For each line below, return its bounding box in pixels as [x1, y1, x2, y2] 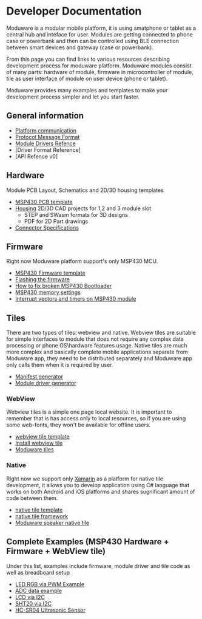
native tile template [15, 506, 63, 513]
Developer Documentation [6, 4, 142, 18]
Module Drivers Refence [15, 140, 76, 147]
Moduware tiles [15, 446, 55, 453]
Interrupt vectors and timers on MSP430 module [15, 295, 136, 303]
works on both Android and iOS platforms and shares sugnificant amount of [6, 488, 195, 495]
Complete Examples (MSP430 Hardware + [6, 536, 170, 547]
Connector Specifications [15, 224, 79, 231]
